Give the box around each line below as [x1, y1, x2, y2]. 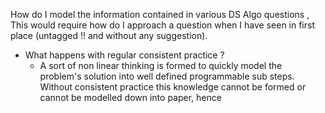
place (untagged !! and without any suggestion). [10, 30, 208, 41]
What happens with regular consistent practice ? [24, 49, 225, 61]
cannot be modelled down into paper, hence [39, 92, 222, 103]
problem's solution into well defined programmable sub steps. [39, 70, 295, 82]
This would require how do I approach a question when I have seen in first [10, 19, 315, 31]
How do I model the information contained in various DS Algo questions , [10, 9, 310, 20]
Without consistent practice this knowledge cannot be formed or [39, 81, 307, 93]
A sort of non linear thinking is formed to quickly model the [39, 60, 283, 71]
